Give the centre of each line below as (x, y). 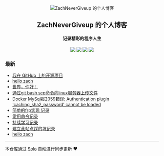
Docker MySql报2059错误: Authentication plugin (61, 99)
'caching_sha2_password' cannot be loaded (56, 104)
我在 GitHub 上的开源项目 (38, 75)
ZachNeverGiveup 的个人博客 (82, 25)
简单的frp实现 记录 (31, 110)
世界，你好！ (25, 87)
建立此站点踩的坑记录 (33, 128)
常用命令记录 (25, 116)
